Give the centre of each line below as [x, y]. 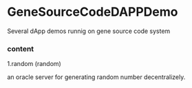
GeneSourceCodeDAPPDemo [93, 12]
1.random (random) [34, 64]
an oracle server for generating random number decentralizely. [96, 77]
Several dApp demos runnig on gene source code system [89, 31]
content [21, 49]
